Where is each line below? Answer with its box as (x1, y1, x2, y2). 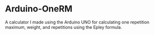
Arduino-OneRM (5, 3, 73, 14)
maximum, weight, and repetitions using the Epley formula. (5, 24, 122, 30)
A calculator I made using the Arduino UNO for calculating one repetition (5, 19, 150, 25)
